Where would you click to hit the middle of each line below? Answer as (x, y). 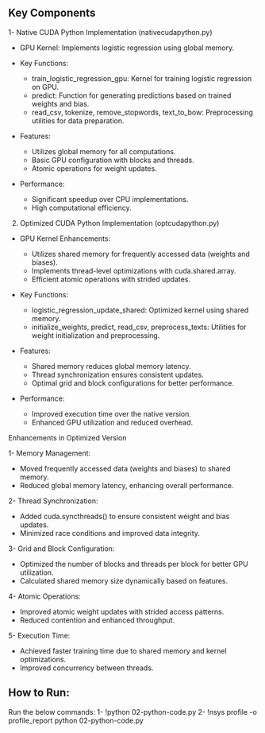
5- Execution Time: (39, 635)
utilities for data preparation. (78, 120)
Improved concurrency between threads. (86, 668)
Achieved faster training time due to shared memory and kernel (123, 650)
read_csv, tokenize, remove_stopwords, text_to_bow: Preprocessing (142, 112)
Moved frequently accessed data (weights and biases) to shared (125, 468)
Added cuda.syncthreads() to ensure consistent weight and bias (125, 516)
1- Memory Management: (50, 453)
